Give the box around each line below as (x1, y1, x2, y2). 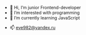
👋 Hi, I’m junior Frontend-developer (9, 5, 81, 10)
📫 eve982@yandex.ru (9, 25, 56, 30)
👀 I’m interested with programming (9, 10, 80, 16)
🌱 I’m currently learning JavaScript (9, 15, 80, 20)
